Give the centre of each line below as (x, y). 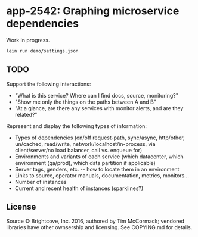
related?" (26, 114)
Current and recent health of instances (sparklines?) (79, 188)
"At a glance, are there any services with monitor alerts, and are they (99, 108)
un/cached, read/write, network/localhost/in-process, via (85, 144)
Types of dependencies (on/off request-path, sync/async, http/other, (100, 138)
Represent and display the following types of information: (77, 126)
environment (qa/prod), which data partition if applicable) (85, 163)
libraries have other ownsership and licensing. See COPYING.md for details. (99, 227)
